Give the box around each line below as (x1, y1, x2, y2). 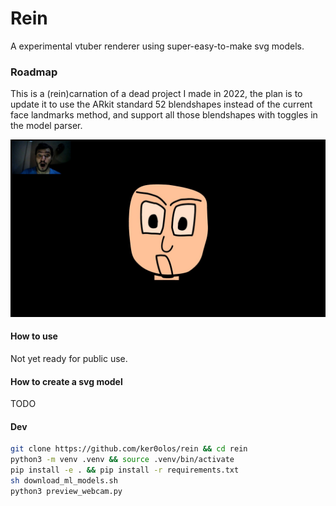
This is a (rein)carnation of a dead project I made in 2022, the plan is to (10, 88, 303, 100)
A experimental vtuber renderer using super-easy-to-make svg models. (10, 40, 305, 52)
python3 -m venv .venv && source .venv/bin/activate (10, 455, 235, 465)
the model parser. (10, 120, 83, 132)
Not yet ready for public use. (10, 352, 128, 364)
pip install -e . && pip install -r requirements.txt (10, 465, 240, 476)
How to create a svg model (10, 375, 123, 387)
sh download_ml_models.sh (10, 475, 118, 486)
